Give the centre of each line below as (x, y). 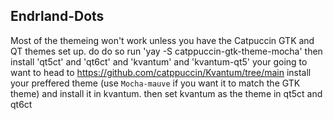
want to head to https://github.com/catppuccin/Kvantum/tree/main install (161, 72)
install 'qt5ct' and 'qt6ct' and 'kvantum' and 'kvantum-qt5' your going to (159, 61)
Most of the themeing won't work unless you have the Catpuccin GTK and (162, 40)
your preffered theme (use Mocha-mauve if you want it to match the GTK (155, 83)
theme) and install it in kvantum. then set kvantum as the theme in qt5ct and (166, 93)
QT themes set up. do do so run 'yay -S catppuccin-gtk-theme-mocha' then (166, 51)
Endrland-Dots (57, 16)
